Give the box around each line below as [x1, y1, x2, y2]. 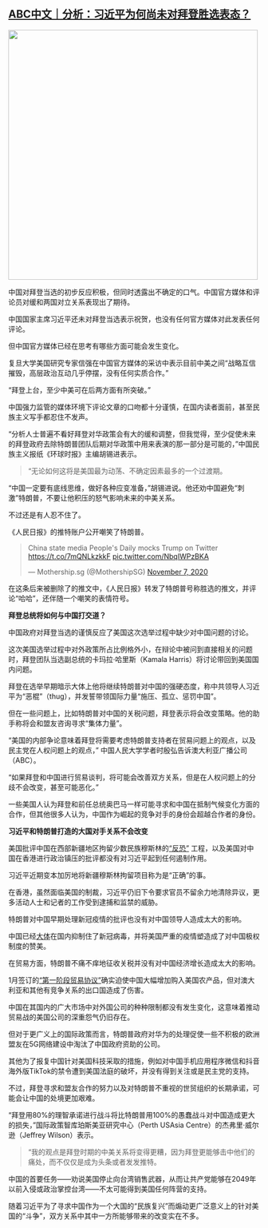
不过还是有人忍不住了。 [8, 510, 85, 520]
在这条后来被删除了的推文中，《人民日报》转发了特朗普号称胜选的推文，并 [8, 583, 250, 593]
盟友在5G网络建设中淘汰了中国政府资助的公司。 [8, 1039, 165, 1049]
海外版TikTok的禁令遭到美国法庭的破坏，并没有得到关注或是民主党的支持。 [8, 1066, 254, 1075]
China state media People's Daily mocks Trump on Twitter [27, 543, 219, 552]
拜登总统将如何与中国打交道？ [8, 610, 106, 620]
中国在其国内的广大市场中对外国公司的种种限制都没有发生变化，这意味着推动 [8, 1002, 260, 1011]
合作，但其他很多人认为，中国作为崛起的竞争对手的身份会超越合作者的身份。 [8, 809, 260, 819]
